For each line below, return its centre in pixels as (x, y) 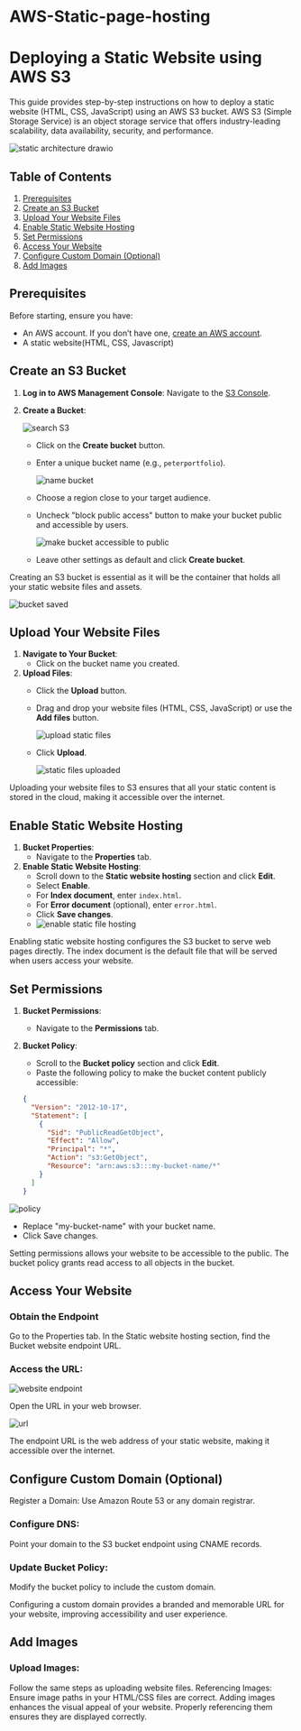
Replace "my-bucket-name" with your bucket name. (119, 1226)
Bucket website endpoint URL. (65, 1346)
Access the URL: (46, 1369)
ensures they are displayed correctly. (78, 1717)
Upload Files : (47, 673)
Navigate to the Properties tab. (94, 857)
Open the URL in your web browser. (76, 1406)
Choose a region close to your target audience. (123, 497)
